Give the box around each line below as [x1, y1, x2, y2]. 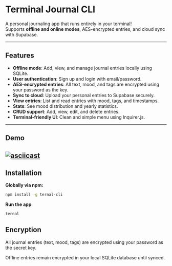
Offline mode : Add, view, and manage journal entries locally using [12, 65, 153, 71]
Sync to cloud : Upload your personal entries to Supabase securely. [12, 92, 155, 98]
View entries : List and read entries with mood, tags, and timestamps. [12, 98, 159, 104]
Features [5, 51, 34, 60]
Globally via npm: [5, 182, 44, 188]
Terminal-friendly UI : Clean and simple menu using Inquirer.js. [12, 114, 145, 120]
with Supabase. [5, 31, 38, 37]
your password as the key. [12, 86, 69, 93]
